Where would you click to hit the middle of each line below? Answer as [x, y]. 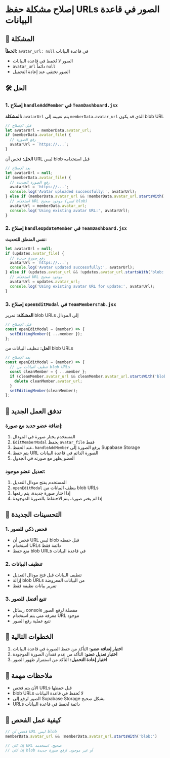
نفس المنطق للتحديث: [26, 239]
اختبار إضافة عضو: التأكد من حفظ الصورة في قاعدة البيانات [68, 649]
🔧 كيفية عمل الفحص [33, 720]
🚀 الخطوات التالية [30, 636]
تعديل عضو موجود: [25, 471]
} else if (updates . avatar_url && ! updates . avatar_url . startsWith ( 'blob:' [86, 272]
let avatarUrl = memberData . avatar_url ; [49, 130]
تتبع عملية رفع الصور [32, 621]
